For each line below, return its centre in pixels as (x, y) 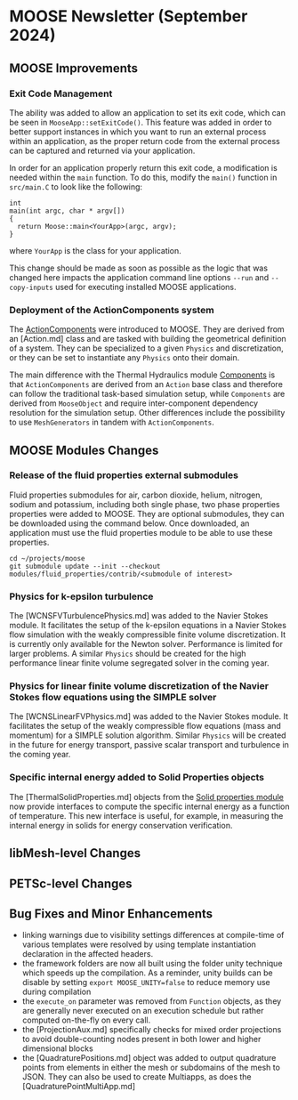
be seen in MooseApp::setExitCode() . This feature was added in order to (141, 122)
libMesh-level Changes (75, 853)
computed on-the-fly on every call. (86, 1020)
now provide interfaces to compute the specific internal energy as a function (149, 806)
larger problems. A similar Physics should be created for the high (128, 654)
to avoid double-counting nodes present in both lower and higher (141, 1039)
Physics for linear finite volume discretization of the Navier (139, 686)
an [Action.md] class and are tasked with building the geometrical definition (148, 339)
